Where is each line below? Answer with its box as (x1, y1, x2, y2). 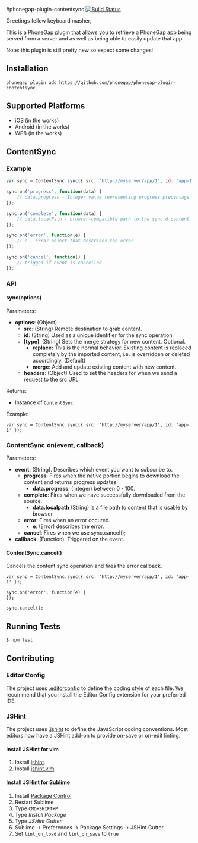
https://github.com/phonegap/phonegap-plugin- (59, 79, 177, 86)
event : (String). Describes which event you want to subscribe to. (14, 466, 173, 473)
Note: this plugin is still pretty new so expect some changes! (6, 46, 154, 54)
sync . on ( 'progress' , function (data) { (6, 189, 102, 195)
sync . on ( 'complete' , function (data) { (6, 210, 102, 217)
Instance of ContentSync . (14, 399, 75, 406)
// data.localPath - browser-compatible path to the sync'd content (17, 216, 190, 222)
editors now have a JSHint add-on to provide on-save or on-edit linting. (6, 732, 181, 739)
